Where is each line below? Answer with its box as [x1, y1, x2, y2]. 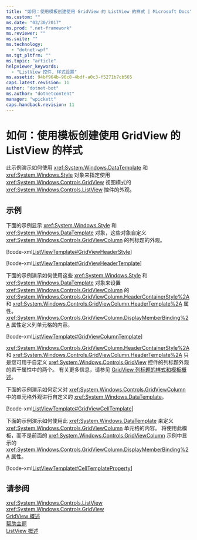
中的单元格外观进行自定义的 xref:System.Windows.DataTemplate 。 [6, 393, 167, 400]
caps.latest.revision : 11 [6, 80, 69, 86]
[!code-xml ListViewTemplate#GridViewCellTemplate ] [6, 405, 134, 412]
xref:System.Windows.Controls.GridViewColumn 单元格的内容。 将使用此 [6, 425, 182, 432]
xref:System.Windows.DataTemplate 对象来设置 [6, 279, 121, 286]
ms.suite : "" [6, 36, 38, 42]
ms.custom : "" [6, 14, 41, 20]
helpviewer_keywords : [6, 63, 59, 69]
